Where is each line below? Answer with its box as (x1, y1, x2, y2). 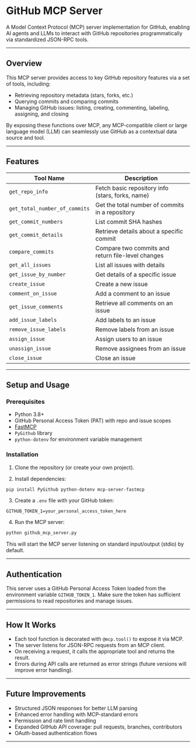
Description (124, 174, 158, 182)
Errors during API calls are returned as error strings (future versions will (14, 660, 187, 667)
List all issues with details (95, 261, 165, 269)
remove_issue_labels (9, 326, 66, 332)
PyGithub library (14, 430, 52, 437)
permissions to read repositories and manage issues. (6, 597, 134, 604)
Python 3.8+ (14, 411, 45, 418)
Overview (6, 59, 43, 69)
